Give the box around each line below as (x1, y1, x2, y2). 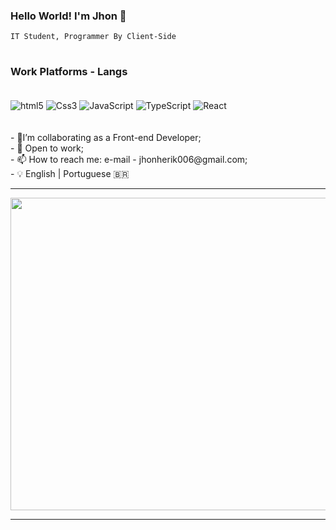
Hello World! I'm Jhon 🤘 (10, 9, 127, 23)
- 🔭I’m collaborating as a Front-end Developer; (10, 131, 202, 143)
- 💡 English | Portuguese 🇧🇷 (10, 167, 130, 179)
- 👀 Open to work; (10, 142, 84, 154)
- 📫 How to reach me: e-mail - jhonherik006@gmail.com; (10, 153, 248, 165)
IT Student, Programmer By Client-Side (10, 32, 177, 42)
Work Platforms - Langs (10, 65, 128, 79)
